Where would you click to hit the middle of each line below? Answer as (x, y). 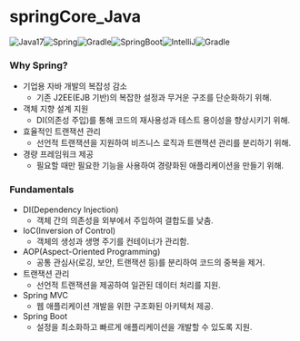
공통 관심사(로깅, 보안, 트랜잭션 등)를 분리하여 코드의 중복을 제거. (150, 262)
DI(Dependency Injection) (70, 209)
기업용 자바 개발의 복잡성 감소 (75, 86)
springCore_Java (75, 17)
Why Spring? (39, 65)
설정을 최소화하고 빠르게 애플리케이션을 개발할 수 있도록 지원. (144, 326)
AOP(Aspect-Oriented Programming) (91, 251)
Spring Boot (45, 316)
